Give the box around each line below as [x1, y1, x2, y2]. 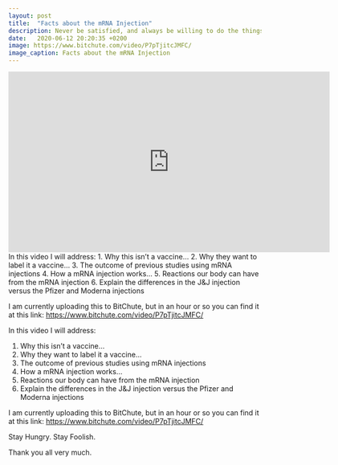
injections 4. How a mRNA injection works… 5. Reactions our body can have [8, 269, 259, 278]
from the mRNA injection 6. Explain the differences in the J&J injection [8, 278, 241, 287]
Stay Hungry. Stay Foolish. [8, 432, 96, 442]
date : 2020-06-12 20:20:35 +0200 [8, 34, 128, 43]
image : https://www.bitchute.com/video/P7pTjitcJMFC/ [8, 42, 193, 50]
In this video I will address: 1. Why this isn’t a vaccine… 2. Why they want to [8, 252, 258, 261]
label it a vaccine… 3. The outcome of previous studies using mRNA [8, 260, 233, 270]
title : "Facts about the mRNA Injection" [8, 19, 153, 27]
